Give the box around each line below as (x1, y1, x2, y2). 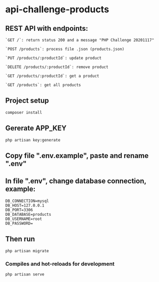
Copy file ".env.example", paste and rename (5, 151, 149, 160)
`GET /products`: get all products (5, 83, 81, 88)
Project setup (5, 96, 50, 105)
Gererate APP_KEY (5, 124, 67, 133)
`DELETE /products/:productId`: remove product (5, 65, 109, 70)
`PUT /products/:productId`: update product (5, 55, 102, 61)
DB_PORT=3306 (5, 207, 33, 212)
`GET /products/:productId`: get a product (5, 73, 100, 78)
